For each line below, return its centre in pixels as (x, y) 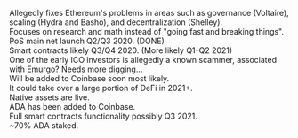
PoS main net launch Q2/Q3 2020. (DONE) (87, 41)
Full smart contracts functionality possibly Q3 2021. (104, 116)
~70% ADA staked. (44, 126)
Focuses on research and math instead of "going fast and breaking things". (147, 31)
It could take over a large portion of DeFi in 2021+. (101, 88)
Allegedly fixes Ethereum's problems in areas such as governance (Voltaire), (149, 13)
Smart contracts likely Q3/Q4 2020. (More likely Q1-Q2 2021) (121, 50)
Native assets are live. (50, 97)
